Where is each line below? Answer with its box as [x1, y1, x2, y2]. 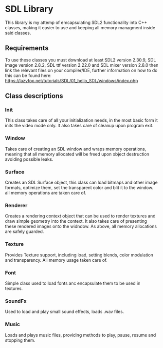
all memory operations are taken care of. [5, 190, 87, 196]
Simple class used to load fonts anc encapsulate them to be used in [5, 280, 141, 286]
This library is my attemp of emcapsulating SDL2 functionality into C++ [5, 19, 147, 25]
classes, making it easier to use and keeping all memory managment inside [5, 24, 156, 30]
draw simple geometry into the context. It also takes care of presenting [5, 218, 147, 224]
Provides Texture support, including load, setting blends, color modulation [5, 252, 153, 258]
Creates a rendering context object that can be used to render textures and [5, 213, 156, 219]
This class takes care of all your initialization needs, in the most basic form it [5, 117, 158, 123]
